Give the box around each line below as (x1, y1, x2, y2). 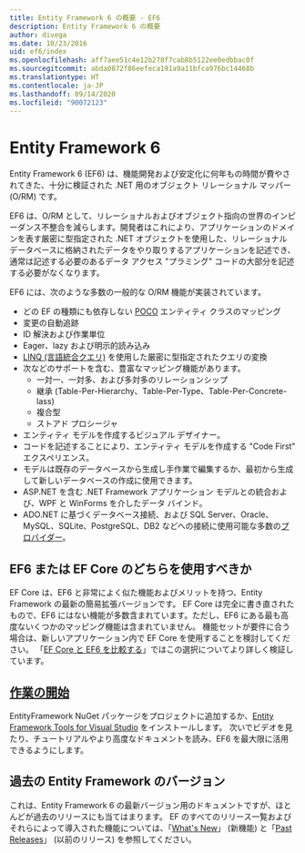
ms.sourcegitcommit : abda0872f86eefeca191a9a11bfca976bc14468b (9, 65, 255, 74)
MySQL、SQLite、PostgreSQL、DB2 (22, 521, 160, 532)
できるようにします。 (9, 744, 89, 756)
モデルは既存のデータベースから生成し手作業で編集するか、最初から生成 (22, 463, 294, 474)
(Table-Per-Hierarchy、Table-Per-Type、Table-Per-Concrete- (54, 386, 288, 397)
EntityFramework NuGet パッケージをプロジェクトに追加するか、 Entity (9, 710, 275, 721)
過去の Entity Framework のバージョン (9, 774, 226, 789)
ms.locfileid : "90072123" (9, 97, 107, 107)
